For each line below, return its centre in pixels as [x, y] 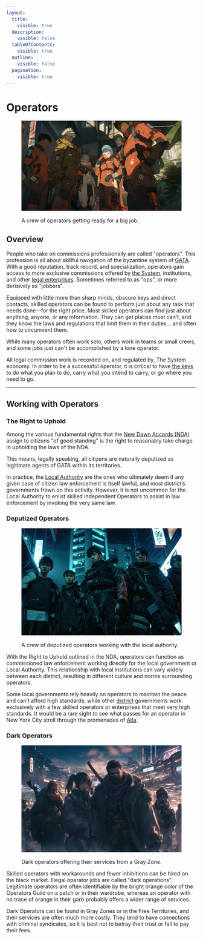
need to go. [21, 379]
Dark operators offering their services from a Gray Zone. [92, 862]
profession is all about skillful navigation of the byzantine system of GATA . [98, 260]
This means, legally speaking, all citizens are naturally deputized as [90, 459]
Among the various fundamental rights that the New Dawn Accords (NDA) [98, 434]
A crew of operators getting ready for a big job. [80, 220]
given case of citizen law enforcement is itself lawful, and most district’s [96, 484]
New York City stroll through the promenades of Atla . [72, 720]
